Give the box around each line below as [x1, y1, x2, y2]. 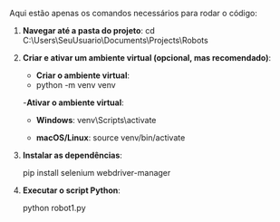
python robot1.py [22, 203, 86, 213]
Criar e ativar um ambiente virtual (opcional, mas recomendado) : [22, 53, 272, 63]
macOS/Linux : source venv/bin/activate [35, 132, 186, 143]
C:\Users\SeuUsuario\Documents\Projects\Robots [22, 35, 208, 45]
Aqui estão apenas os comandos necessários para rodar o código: [9, 8, 258, 18]
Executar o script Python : [22, 185, 121, 196]
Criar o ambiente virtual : [35, 70, 130, 81]
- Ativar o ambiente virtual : [22, 97, 124, 108]
